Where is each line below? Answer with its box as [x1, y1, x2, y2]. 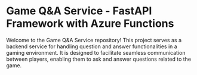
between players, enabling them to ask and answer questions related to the [6, 55, 192, 62]
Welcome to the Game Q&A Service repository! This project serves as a [6, 36, 182, 43]
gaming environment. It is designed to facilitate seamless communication [6, 49, 186, 56]
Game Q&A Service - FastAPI [6, 4, 152, 18]
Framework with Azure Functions [6, 17, 174, 30]
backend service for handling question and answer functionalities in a [6, 43, 177, 50]
